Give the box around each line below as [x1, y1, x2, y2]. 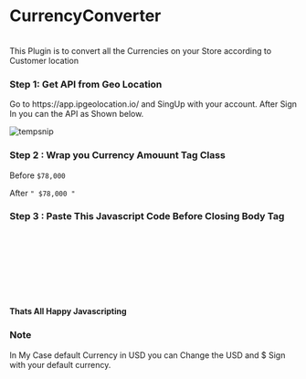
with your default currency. [9, 359, 111, 370]
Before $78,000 [9, 170, 66, 181]
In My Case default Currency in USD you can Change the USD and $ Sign [9, 349, 286, 361]
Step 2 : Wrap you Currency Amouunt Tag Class [9, 149, 226, 162]
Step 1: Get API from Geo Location [9, 78, 163, 90]
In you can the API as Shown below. [9, 109, 144, 120]
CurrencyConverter [9, 5, 162, 26]
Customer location [9, 55, 79, 66]
